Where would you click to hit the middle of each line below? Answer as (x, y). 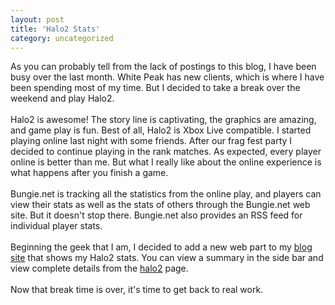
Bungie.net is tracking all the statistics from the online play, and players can (166, 194)
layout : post (37, 19)
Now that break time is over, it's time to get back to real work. (137, 290)
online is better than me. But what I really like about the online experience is (166, 162)
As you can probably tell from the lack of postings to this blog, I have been (163, 67)
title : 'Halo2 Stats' (55, 29)
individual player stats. (56, 226)
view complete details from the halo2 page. (99, 268)
